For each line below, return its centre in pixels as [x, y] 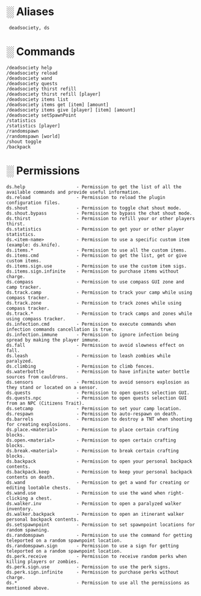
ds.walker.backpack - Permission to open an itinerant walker [95, 514]
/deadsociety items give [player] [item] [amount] [71, 110]
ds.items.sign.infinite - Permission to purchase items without [93, 271]
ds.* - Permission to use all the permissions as [98, 583]
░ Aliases [30, 12]
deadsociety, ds [29, 28]
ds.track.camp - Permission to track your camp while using [99, 292]
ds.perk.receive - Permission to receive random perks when [97, 556]
